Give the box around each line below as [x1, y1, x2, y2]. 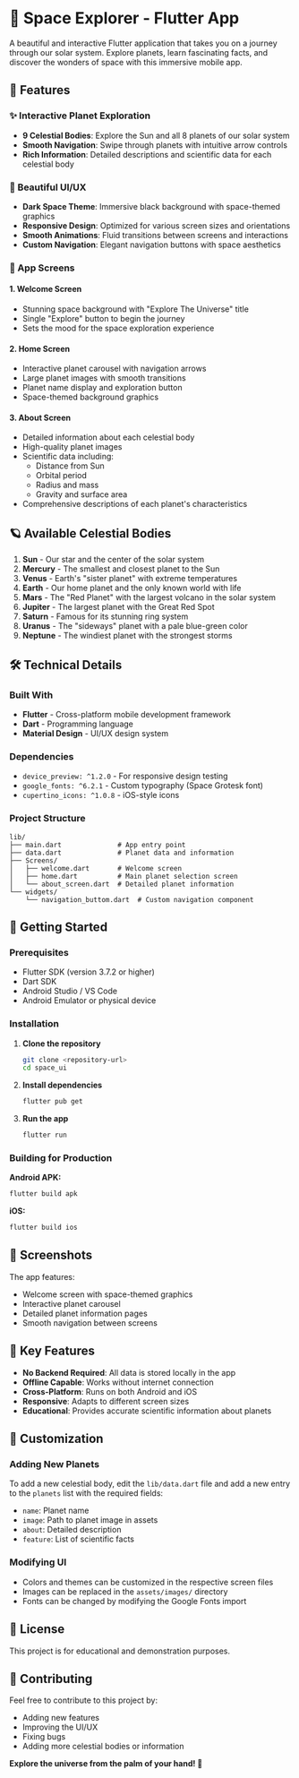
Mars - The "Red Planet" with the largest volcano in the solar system [21, 592, 276, 603]
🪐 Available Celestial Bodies [9, 526, 172, 541]
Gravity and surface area [35, 489, 128, 500]
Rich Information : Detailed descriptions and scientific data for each [21, 149, 272, 159]
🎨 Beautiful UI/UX [9, 181, 87, 193]
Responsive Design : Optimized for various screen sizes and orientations [21, 219, 291, 231]
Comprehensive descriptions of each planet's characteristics [21, 499, 248, 510]
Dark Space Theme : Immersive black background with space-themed [21, 201, 280, 211]
